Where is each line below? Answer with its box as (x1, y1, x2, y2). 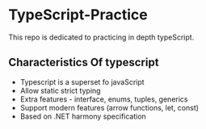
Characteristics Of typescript (8, 56, 159, 69)
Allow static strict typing (19, 85, 101, 95)
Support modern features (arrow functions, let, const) (19, 102, 200, 112)
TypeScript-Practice (8, 6, 148, 24)
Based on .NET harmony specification (19, 111, 147, 121)
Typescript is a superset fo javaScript (19, 77, 145, 86)
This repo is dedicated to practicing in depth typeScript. (8, 32, 195, 42)
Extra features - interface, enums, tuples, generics (19, 94, 188, 104)
